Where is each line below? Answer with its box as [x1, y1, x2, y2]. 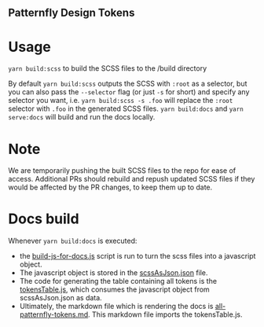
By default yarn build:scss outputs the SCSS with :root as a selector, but [8, 79, 247, 89]
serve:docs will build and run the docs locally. [8, 112, 156, 122]
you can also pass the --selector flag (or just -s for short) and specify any [8, 87, 250, 97]
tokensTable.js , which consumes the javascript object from [19, 285, 210, 294]
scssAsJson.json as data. [19, 293, 102, 303]
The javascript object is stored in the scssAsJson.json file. [19, 268, 208, 277]
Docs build [8, 210, 80, 228]
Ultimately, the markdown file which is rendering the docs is [19, 302, 214, 311]
